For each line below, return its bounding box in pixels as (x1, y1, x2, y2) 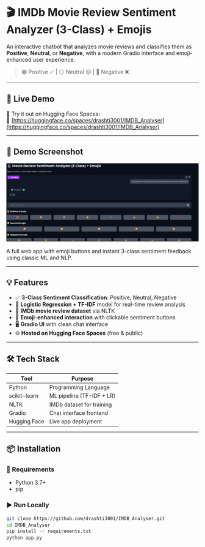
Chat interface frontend (49, 409, 109, 417)
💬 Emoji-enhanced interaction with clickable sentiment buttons (15, 313, 176, 321)
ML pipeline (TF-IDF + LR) (49, 392, 116, 400)
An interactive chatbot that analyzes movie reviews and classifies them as (6, 43, 192, 50)
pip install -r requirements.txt (6, 528, 92, 535)
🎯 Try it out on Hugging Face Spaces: (6, 110, 101, 117)
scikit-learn (9, 392, 38, 400)
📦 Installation (6, 444, 61, 454)
